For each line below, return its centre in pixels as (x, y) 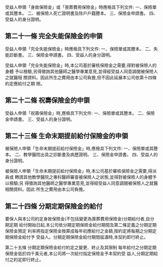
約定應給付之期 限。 (25, 83)
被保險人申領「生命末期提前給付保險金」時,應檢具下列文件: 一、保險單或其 (80, 149)
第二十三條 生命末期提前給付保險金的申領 (66, 136)
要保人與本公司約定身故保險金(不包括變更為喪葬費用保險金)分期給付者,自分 (80, 219)
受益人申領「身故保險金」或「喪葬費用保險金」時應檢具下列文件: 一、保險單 (81, 7)
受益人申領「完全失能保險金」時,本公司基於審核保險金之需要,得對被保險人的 (81, 65)
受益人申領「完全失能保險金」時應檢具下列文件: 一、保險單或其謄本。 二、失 (81, 49)
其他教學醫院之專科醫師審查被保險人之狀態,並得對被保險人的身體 (88, 177)
